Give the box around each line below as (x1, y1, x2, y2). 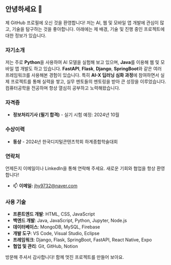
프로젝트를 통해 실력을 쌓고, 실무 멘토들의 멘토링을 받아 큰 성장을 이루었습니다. (10, 79, 166, 85)
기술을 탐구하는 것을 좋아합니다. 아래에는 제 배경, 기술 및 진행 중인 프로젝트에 (12, 26, 165, 32)
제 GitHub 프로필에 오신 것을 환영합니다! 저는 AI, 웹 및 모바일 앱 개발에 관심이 (5, 20, 159, 26)
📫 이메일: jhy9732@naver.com (12, 183, 78, 189)
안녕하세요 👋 (5, 5, 42, 14)
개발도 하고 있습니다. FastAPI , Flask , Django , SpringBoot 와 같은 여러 (20, 66, 162, 72)
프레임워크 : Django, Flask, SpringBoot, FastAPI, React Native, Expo (12, 237, 152, 243)
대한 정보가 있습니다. (5, 32, 47, 39)
